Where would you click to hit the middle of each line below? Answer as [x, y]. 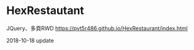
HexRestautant [45, 11]
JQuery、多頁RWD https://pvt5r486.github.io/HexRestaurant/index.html [97, 28]
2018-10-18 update [30, 40]
